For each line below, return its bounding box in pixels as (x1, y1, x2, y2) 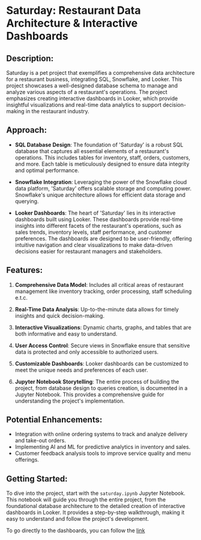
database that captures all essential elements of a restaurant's (14, 147, 169, 154)
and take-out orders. (14, 437, 66, 444)
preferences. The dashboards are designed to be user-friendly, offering (14, 234, 192, 242)
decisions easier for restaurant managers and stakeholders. (14, 248, 163, 255)
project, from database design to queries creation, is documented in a (14, 384, 188, 392)
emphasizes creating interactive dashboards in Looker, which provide (6, 95, 178, 102)
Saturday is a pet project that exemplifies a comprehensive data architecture (6, 69, 195, 76)
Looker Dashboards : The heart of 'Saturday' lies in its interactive (14, 209, 176, 216)
